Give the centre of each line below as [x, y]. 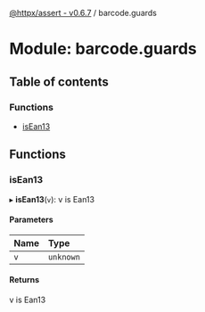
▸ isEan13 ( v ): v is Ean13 [52, 199]
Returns [25, 280]
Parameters [31, 220]
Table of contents [59, 82]
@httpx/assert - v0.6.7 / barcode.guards [83, 13]
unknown [64, 257]
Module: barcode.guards [103, 49]
